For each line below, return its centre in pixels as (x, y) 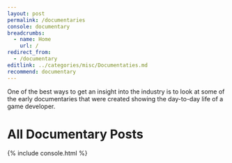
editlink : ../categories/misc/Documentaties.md (78, 65)
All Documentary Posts (76, 134)
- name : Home (32, 40)
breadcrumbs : (26, 33)
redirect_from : (29, 53)
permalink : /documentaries (46, 20)
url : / (29, 46)
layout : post (26, 14)
